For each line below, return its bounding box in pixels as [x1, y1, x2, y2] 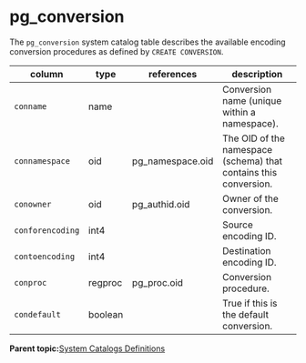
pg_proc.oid [131, 276, 184, 288]
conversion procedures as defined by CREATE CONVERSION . [9, 45, 224, 56]
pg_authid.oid [131, 197, 190, 210]
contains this [222, 166, 278, 178]
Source [222, 218, 253, 231]
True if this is [222, 297, 278, 309]
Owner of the [222, 192, 280, 205]
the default [222, 308, 269, 320]
